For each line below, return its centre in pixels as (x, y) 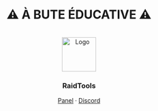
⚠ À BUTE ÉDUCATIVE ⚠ (79, 15)
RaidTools (79, 86)
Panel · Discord (79, 101)
